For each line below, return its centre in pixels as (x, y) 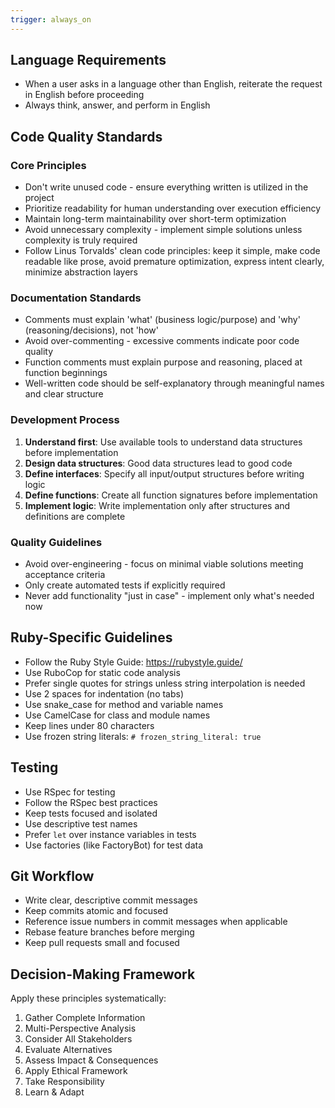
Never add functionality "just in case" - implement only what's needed (169, 596)
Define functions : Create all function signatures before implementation (171, 495)
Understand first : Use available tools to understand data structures (163, 442)
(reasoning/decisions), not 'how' (91, 330)
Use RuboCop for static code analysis (102, 672)
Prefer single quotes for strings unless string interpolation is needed (165, 683)
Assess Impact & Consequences (91, 1060)
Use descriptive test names (81, 823)
